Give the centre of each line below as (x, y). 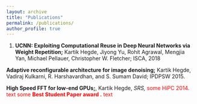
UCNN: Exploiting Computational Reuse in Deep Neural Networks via (103, 46)
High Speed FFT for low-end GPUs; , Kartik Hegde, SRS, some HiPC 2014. (98, 88)
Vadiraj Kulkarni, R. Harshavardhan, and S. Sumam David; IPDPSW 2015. (96, 76)
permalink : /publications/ (40, 23)
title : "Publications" (35, 17)
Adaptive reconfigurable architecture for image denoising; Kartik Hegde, (99, 70)
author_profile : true (33, 29)
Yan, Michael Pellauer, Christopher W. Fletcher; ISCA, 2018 (88, 58)
